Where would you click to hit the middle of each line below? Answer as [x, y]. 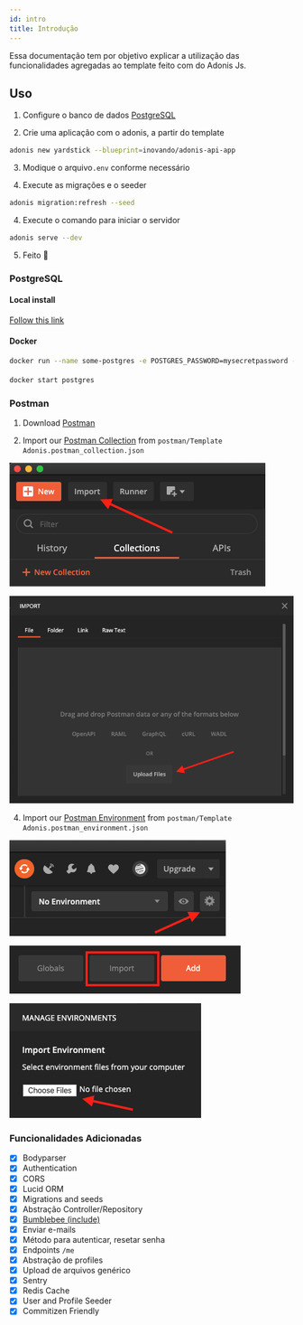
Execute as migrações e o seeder [84, 185]
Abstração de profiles [63, 1260]
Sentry [35, 1281]
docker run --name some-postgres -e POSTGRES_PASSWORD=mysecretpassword [149, 362]
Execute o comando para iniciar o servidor [101, 221]
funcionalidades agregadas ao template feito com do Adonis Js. [128, 65]
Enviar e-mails [49, 1229]
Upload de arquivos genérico [76, 1271]
